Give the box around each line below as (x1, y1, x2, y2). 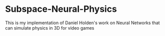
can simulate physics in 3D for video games (5, 25, 95, 31)
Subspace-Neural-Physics (5, 3, 117, 15)
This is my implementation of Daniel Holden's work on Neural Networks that (5, 20, 160, 26)
